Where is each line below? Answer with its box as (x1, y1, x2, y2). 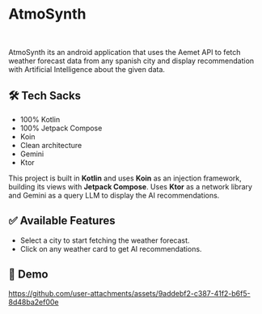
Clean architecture (19, 140, 82, 150)
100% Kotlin (19, 114, 61, 124)
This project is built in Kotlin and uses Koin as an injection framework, (8, 173, 243, 183)
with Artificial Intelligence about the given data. (8, 64, 166, 74)
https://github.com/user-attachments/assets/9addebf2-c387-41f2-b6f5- (8, 289, 251, 299)
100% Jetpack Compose (19, 123, 103, 133)
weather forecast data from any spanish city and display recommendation (8, 56, 255, 66)
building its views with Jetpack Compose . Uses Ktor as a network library (8, 181, 253, 191)
